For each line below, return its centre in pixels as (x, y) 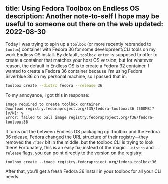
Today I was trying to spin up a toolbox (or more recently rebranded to (78, 44)
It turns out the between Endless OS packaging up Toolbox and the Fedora (83, 131)
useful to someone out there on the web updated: (85, 24)
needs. (12, 176)
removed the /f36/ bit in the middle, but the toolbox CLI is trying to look (79, 142)
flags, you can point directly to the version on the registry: (82, 153)
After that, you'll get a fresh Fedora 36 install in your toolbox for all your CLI (83, 171)
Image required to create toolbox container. (54, 104)
